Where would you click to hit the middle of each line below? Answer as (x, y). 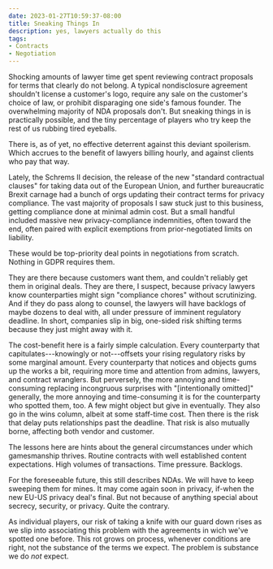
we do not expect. (39, 556)
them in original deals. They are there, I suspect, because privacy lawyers (132, 286)
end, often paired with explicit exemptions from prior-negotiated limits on (131, 229)
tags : (17, 39)
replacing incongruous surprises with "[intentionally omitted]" (151, 388)
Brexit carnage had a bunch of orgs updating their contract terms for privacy (136, 194)
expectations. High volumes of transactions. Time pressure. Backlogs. (126, 464)
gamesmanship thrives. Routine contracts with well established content (128, 456)
